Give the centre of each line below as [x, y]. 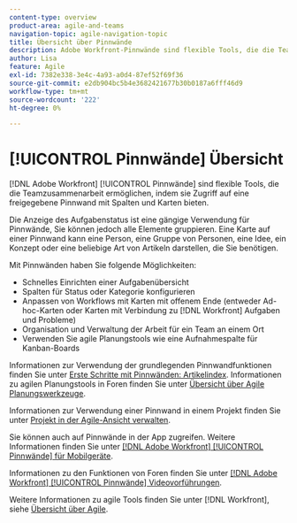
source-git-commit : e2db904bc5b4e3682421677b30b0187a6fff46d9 [126, 83]
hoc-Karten [43, 311]
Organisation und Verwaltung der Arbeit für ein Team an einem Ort [143, 329]
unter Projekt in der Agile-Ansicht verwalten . [90, 420]
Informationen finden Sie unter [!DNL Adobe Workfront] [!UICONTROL [137, 447]
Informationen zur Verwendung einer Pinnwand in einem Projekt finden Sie [145, 411]
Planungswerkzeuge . [48, 394]
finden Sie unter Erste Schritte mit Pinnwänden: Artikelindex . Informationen [145, 375]
